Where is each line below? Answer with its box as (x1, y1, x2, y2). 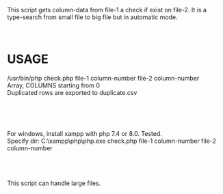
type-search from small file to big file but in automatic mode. (7, 13, 178, 21)
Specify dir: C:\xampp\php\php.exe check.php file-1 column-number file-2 (7, 137, 217, 145)
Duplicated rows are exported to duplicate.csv (7, 88, 137, 96)
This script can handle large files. (7, 179, 101, 187)
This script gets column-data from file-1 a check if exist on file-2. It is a (7, 6, 207, 14)
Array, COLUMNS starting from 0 (7, 81, 101, 89)
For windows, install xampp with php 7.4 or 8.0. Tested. (7, 129, 163, 137)
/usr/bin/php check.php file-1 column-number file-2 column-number (7, 74, 200, 82)
